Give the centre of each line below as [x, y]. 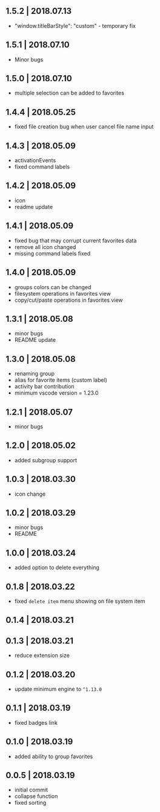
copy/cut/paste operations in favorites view [68, 300]
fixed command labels [42, 167]
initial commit [31, 790]
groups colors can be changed [53, 287]
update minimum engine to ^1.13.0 [58, 689]
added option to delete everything [57, 568]
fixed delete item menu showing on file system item [80, 601]
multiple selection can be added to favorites [69, 93]
